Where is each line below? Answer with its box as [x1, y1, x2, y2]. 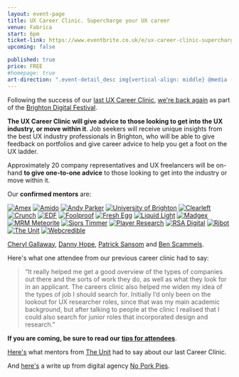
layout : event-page [7, 10, 65, 18]
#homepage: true [7, 69, 55, 77]
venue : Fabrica [7, 23, 53, 31]
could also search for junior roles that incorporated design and [24, 312, 208, 321]
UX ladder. [7, 147, 38, 155]
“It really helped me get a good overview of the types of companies [24, 267, 223, 275]
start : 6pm [7, 30, 40, 38]
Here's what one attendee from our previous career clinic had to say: [7, 253, 209, 262]
